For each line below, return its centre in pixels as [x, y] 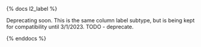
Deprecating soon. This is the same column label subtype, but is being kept [101, 20]
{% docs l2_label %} [32, 9]
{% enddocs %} [26, 38]
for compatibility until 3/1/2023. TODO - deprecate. [70, 27]
